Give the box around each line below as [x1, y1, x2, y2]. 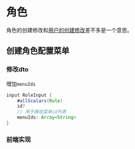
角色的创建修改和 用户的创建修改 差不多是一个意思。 [6, 26, 133, 34]
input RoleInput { [6, 92, 52, 98]
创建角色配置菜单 [6, 46, 70, 56]
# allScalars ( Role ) [17, 97, 63, 104]
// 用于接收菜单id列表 [17, 109, 67, 115]
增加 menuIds [6, 80, 36, 87]
